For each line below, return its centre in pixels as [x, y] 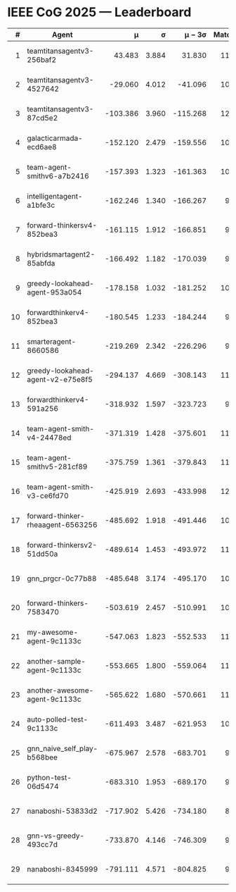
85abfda [41, 263]
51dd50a [42, 554]
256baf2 [42, 59]
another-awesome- [60, 690]
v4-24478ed [49, 438]
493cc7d [42, 844]
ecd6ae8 [42, 147]
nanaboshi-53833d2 [63, 811]
